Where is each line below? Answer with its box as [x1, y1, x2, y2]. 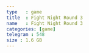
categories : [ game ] [6, 26, 56, 32]
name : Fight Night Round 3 [6, 20, 84, 26]
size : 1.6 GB [6, 37, 43, 43]
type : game [6, 9, 43, 15]
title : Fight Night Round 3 [6, 15, 84, 21]
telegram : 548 [6, 32, 45, 38]
